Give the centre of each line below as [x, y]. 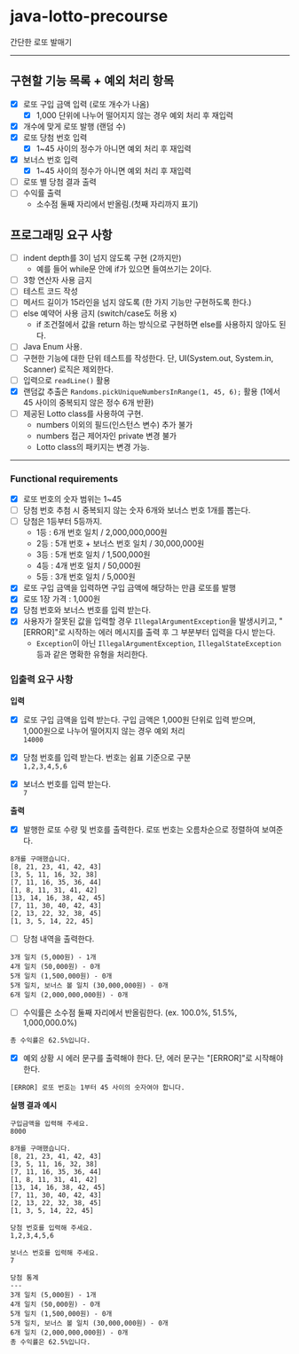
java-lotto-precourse [89, 16]
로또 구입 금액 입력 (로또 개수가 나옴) [86, 104]
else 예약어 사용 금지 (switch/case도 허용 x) [100, 313]
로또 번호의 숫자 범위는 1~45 [72, 500]
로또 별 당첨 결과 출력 [59, 182]
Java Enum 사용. [52, 347]
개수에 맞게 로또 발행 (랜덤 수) [75, 126]
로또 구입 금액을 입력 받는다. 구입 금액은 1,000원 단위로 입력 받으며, [139, 720]
